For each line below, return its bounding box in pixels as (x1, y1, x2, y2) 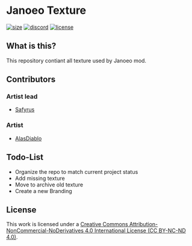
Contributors (6, 75, 56, 85)
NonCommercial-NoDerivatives (6, 227, 84, 235)
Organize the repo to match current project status (14, 168, 138, 175)
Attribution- (129, 221, 158, 228)
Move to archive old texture (14, 181, 83, 188)
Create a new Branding (14, 187, 72, 194)
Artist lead (6, 93, 38, 101)
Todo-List (6, 152, 44, 162)
